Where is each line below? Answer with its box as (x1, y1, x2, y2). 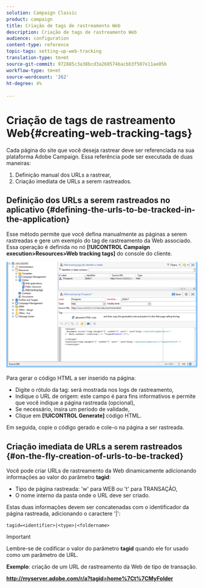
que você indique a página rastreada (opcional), (15, 399, 135, 406)
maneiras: (6, 160, 32, 167)
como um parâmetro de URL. (6, 552, 79, 559)
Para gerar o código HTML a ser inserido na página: (6, 374, 136, 382)
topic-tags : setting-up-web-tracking (6, 49, 102, 55)
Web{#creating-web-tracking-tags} (6, 126, 192, 140)
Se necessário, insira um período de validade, (15, 406, 130, 413)
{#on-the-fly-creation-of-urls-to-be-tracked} (6, 451, 184, 461)
